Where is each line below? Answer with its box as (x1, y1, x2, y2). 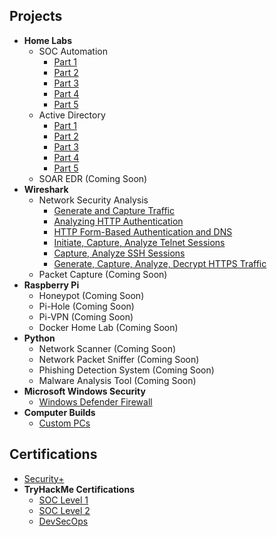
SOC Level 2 (38, 504, 91, 516)
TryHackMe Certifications (23, 483, 136, 495)
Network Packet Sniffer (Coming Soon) (38, 353, 200, 365)
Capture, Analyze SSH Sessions (53, 247, 186, 259)
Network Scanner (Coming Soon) (38, 342, 177, 354)
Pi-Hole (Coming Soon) (38, 300, 135, 312)
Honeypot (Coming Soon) (38, 289, 145, 301)
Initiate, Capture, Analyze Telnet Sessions (53, 236, 226, 248)
